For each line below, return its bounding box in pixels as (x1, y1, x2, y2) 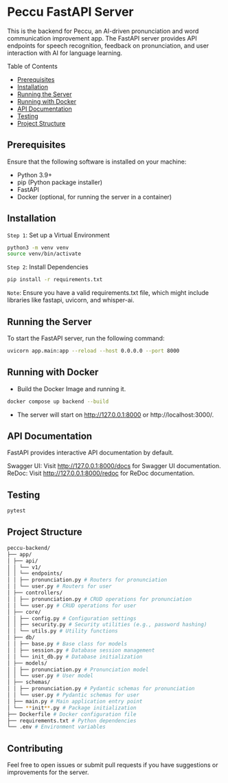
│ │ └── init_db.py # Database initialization (7, 653, 143, 660)
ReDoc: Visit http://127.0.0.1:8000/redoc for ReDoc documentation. (7, 469, 195, 478)
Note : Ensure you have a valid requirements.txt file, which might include (7, 289, 209, 297)
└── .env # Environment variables (7, 723, 106, 731)
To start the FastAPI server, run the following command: (7, 334, 165, 342)
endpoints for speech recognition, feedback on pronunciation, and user (7, 41, 209, 49)
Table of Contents (7, 62, 58, 70)
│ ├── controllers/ (7, 589, 63, 596)
